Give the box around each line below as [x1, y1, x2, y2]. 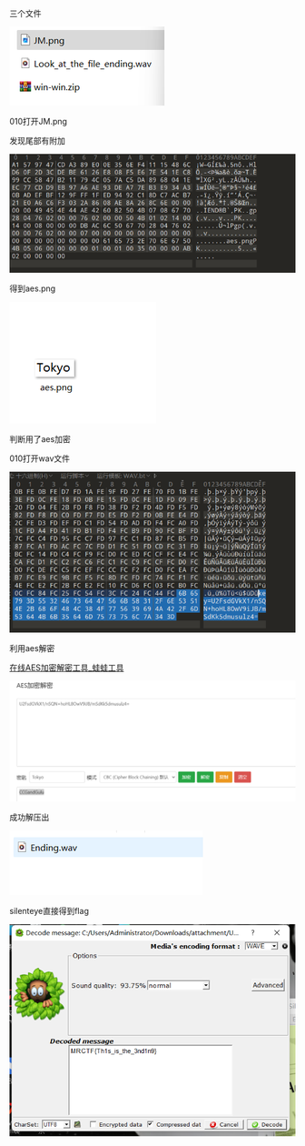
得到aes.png [9, 283, 56, 294]
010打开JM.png [9, 116, 68, 126]
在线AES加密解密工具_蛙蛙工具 [9, 662, 124, 673]
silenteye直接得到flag [9, 905, 89, 916]
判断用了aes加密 [9, 434, 71, 445]
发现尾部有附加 [9, 136, 65, 146]
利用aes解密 [9, 643, 55, 654]
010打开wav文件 [9, 453, 71, 464]
